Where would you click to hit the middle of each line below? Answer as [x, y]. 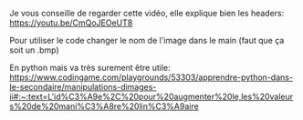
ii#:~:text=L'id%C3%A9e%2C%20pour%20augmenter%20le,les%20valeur [151, 96]
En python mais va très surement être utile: [90, 68]
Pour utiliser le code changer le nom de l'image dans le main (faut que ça [147, 40]
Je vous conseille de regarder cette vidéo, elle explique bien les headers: [147, 13]
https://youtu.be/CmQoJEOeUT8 [71, 23]
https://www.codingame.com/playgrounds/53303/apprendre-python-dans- [151, 77]
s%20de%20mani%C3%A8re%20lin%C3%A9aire [104, 106]
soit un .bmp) [34, 50]
